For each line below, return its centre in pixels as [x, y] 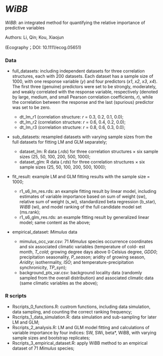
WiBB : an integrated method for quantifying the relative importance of [75, 23]
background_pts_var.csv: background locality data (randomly [81, 273]
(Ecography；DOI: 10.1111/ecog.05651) [43, 47]
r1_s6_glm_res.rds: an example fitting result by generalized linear [84, 217]
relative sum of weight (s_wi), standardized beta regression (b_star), [88, 202]
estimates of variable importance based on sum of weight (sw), [83, 196]
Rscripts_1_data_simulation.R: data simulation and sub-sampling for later [84, 317]
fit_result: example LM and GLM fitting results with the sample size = [81, 177]
